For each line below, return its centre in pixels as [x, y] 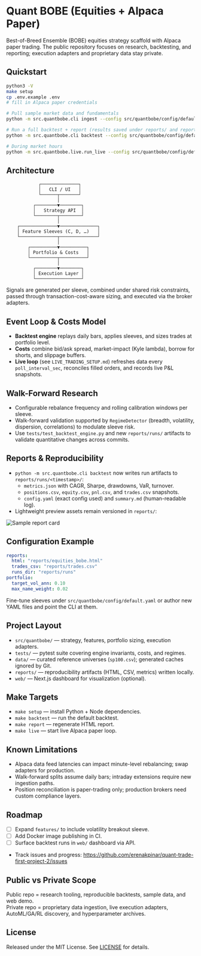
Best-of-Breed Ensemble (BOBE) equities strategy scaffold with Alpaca [94, 40]
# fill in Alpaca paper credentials [52, 103]
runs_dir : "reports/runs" [44, 572]
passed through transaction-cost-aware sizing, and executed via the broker [99, 296]
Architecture [31, 170]
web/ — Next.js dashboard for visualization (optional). [80, 678]
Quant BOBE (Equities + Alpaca [85, 11]
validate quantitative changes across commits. [72, 439]
